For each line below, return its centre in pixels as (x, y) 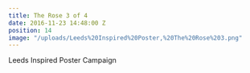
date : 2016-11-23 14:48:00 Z (57, 23)
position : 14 (30, 30)
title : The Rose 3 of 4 (48, 15)
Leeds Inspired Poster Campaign (62, 60)
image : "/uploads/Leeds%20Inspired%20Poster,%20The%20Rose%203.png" (125, 38)
